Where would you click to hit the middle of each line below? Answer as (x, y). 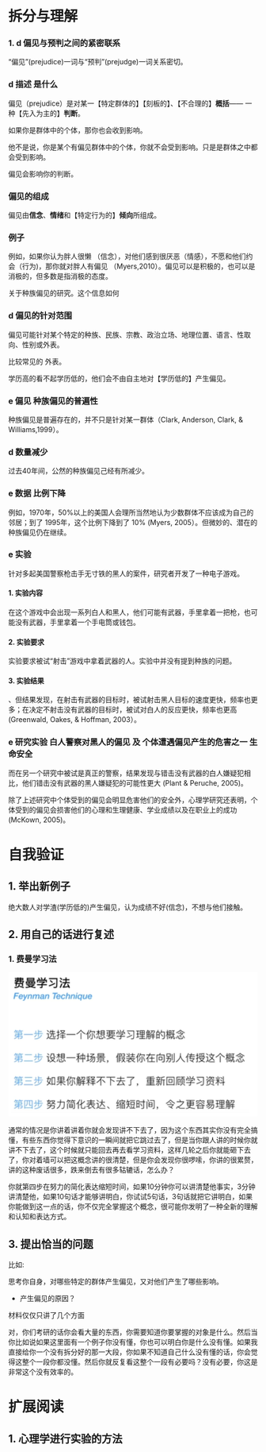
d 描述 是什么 (33, 84)
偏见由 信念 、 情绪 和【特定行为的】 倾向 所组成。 (84, 215)
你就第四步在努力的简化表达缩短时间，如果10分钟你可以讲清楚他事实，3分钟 (132, 1187)
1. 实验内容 (26, 593)
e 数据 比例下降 (37, 493)
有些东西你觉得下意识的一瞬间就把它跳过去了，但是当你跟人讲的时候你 (136, 1140)
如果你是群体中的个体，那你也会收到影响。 (78, 130)
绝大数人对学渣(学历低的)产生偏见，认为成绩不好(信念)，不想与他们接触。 (128, 907)
